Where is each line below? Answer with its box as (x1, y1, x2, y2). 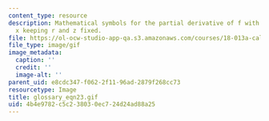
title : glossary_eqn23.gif (8, 93, 98, 101)
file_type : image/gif (8, 41, 81, 49)
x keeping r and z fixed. (15, 26, 102, 34)
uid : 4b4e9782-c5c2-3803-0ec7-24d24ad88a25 (8, 100, 156, 108)
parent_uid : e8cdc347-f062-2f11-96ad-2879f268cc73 (8, 78, 181, 86)
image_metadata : (8, 49, 62, 57)
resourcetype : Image (8, 85, 78, 94)
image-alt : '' (15, 71, 62, 79)
